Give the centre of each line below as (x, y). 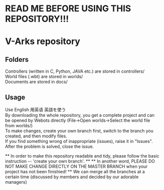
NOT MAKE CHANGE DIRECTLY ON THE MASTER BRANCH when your (77, 166)
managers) (16, 182)
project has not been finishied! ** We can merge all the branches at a (75, 172)
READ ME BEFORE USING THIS (68, 9)
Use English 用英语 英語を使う (36, 109)
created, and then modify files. (36, 136)
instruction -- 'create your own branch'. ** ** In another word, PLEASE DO (80, 161)
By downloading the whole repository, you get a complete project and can (80, 115)
